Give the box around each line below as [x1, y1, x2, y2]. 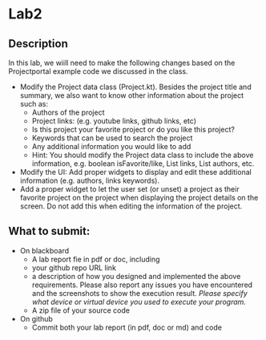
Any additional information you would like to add [31, 142, 191, 151]
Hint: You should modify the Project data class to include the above [31, 150, 254, 160]
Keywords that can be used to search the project [31, 133, 193, 143]
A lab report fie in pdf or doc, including [31, 254, 160, 264]
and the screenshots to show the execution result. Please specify [31, 288, 248, 297]
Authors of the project [31, 107, 105, 117]
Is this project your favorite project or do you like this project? [31, 125, 235, 134]
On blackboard [19, 245, 70, 255]
